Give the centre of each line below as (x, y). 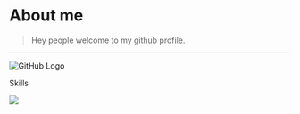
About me (46, 16)
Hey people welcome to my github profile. (108, 40)
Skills (19, 83)
